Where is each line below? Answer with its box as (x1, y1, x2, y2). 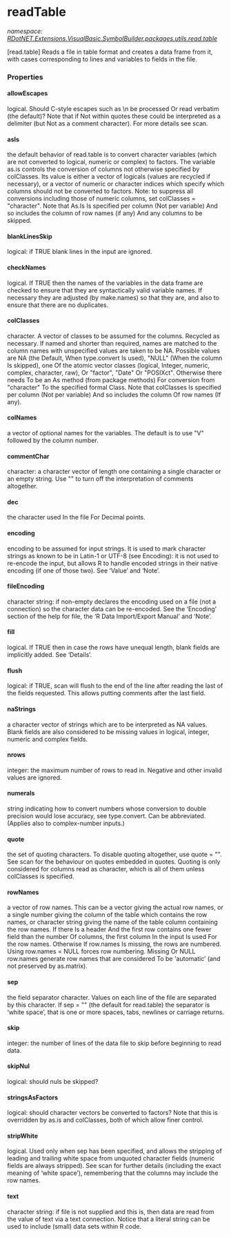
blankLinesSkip (7, 232, 53, 240)
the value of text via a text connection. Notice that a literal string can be (7, 1215, 210, 1223)
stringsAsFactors (7, 1093, 59, 1101)
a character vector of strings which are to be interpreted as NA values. (7, 720, 208, 729)
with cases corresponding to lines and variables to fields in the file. (7, 55, 198, 63)
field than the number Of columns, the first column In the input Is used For (7, 933, 218, 941)
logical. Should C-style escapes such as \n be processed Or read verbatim (7, 105, 219, 113)
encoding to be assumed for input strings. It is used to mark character (7, 544, 205, 553)
